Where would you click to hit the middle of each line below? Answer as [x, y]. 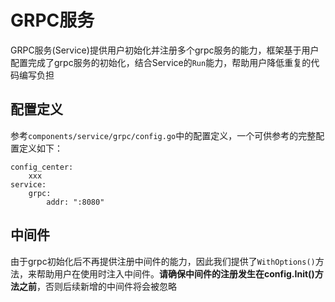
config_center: [42, 167]
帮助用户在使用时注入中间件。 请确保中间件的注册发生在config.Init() [175, 273]
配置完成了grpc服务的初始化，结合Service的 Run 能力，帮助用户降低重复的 [161, 62]
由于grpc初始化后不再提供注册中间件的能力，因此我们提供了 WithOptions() [163, 261]
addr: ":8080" [75, 202]
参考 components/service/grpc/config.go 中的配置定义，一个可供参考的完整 [163, 135]
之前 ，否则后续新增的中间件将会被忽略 [97, 286]
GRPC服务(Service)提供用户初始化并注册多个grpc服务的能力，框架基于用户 [165, 50]
